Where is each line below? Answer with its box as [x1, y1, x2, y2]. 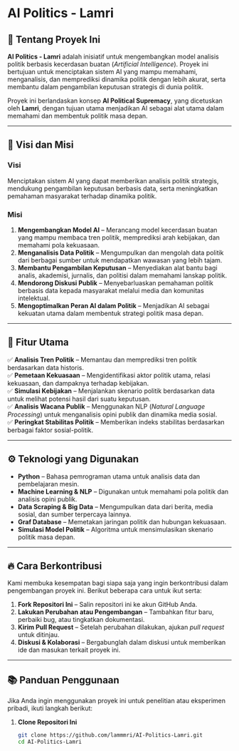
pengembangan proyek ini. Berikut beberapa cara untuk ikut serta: [7, 586, 202, 595]
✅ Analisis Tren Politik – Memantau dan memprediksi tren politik [7, 355, 197, 364]
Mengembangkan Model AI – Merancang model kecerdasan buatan [17, 225, 218, 234]
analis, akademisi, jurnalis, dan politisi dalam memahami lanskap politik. [17, 271, 228, 280]
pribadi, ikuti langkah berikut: [7, 704, 93, 712]
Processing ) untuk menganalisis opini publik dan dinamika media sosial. [7, 410, 218, 419]
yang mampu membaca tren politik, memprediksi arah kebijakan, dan [17, 233, 221, 242]
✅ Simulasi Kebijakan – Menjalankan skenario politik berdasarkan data [7, 387, 216, 395]
